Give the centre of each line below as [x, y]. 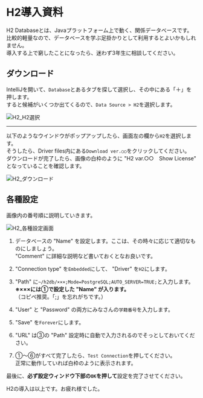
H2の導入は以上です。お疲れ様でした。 [55, 388]
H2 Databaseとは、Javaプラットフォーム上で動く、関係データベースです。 [99, 30]
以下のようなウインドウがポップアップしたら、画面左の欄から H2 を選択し [96, 136]
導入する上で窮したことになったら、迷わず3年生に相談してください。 [92, 52]
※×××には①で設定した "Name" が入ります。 [72, 289]
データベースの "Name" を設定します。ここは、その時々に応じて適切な [103, 241]
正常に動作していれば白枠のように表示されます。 [76, 363]
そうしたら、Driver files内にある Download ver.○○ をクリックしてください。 [98, 151]
